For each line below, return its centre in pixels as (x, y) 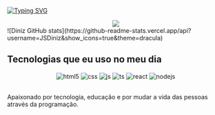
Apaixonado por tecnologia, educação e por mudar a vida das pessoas (107, 97)
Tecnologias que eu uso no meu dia (84, 59)
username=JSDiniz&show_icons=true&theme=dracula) (85, 38)
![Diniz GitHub (27, 30)
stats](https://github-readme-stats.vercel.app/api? (120, 30)
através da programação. (43, 104)
